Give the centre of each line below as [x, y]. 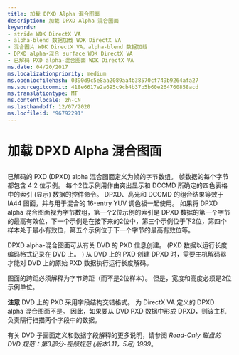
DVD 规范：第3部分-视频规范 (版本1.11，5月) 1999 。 [83, 344]
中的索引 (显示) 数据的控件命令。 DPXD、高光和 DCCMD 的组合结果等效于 [116, 195]
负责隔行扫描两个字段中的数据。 [54, 320]
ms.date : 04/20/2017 [38, 67]
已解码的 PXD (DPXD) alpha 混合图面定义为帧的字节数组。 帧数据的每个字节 [118, 177]
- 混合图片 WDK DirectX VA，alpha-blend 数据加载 [78, 47]
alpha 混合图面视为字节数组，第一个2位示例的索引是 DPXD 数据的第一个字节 [119, 212]
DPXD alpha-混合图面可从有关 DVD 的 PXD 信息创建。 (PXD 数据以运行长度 [117, 245]
